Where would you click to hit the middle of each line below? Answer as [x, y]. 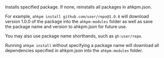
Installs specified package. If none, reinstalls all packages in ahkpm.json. [78, 7]
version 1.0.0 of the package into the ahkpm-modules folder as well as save [79, 22]
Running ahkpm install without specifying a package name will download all [82, 45]
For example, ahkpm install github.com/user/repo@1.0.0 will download [77, 16]
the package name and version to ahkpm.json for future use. [66, 27]
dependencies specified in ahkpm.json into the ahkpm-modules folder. [74, 51]
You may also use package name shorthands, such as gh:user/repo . [74, 36]
